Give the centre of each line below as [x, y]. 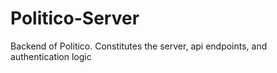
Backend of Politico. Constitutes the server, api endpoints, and [139, 46]
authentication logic [51, 56]
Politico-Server [75, 18]
